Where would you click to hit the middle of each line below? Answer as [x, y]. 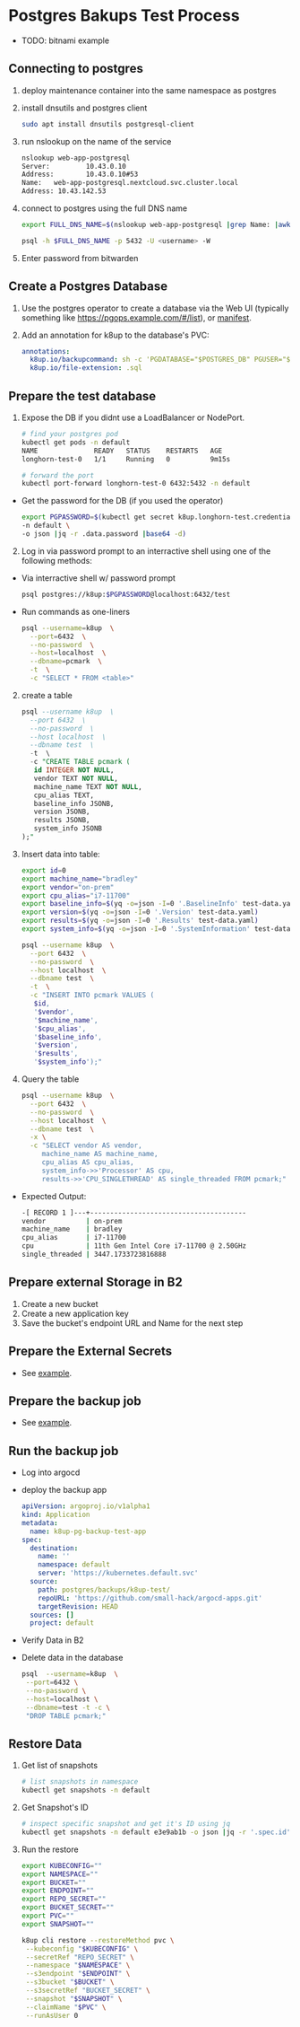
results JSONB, [62, 820]
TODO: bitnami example [65, 40]
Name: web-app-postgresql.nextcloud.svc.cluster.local [130, 183]
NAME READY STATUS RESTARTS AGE [122, 451]
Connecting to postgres [76, 69]
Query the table [50, 1079]
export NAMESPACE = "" [60, 1874]
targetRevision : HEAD [78, 1606]
